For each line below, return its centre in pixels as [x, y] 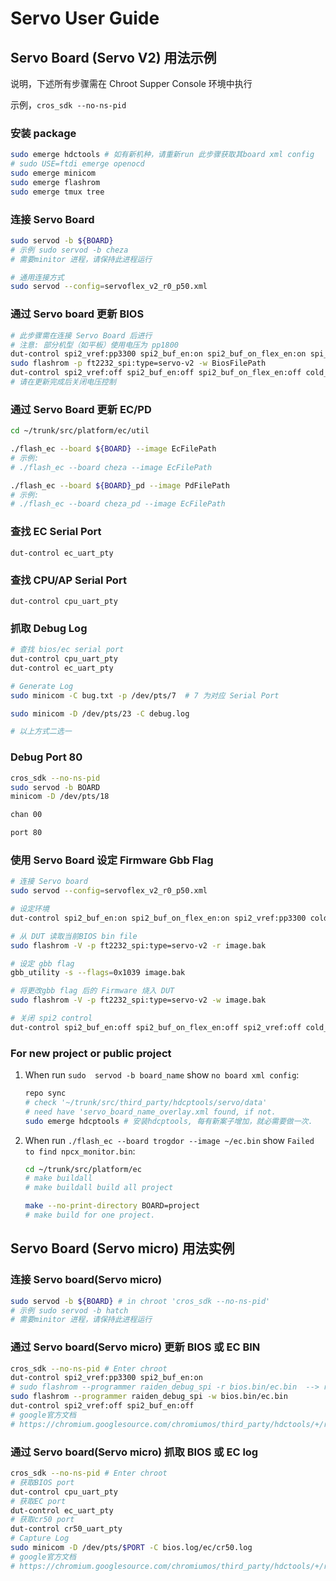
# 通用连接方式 [37, 277]
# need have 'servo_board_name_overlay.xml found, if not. [150, 1112]
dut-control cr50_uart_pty [66, 1529]
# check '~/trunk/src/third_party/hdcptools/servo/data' [146, 1102]
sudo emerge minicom [53, 173]
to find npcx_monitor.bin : [80, 1151]
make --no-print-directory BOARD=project [112, 1206]
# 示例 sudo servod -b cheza [69, 250]
